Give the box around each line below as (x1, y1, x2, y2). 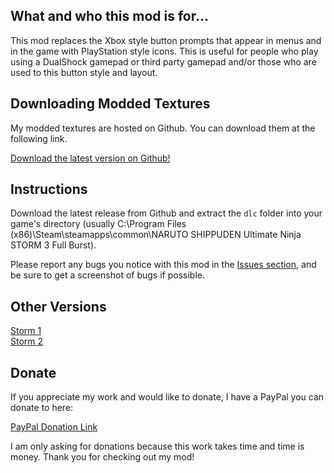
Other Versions (10, 298, 107, 315)
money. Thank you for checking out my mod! (10, 451, 195, 463)
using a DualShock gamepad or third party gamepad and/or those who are (10, 55, 317, 68)
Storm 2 (10, 335, 44, 348)
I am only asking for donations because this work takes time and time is (10, 440, 305, 453)
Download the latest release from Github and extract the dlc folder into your (10, 207, 323, 219)
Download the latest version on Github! (10, 152, 171, 164)
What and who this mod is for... (10, 8, 209, 25)
